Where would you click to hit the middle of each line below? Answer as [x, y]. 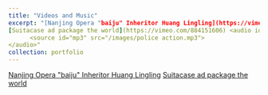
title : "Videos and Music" [53, 15]
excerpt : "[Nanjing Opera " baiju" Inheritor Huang [94, 23]
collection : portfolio [46, 52]
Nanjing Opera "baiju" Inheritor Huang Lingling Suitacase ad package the [128, 75]
